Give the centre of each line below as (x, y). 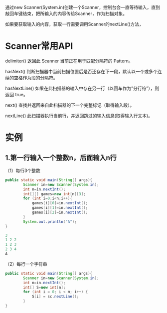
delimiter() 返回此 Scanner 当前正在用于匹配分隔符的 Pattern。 (69, 61)
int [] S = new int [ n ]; (44, 287)
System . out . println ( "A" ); (50, 222)
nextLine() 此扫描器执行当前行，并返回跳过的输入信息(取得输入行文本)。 (79, 116)
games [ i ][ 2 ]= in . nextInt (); (60, 213)
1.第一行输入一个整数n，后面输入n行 (61, 158)
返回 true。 (17, 94)
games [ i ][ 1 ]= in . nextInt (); (60, 208)
